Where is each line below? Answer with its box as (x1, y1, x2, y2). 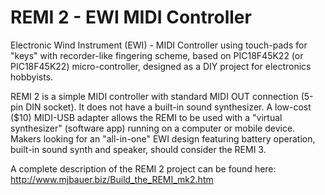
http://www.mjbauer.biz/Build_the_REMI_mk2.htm (10, 173, 214, 185)
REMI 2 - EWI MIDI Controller (10, 6, 252, 29)
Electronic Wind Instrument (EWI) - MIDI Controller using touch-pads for (10, 39, 308, 51)
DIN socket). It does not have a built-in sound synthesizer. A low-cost (25, 101, 312, 113)
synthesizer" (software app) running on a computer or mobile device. (10, 122, 296, 134)
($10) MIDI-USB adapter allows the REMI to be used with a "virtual (10, 111, 283, 123)
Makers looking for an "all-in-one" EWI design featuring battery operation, (10, 132, 316, 145)
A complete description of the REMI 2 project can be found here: (10, 162, 277, 175)
